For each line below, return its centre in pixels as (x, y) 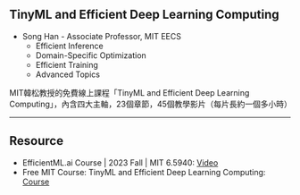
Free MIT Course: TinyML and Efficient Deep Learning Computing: (144, 172)
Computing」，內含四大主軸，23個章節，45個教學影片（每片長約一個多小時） (151, 104)
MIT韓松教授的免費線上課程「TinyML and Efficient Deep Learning (129, 92)
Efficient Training (67, 64)
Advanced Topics (68, 74)
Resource (37, 141)
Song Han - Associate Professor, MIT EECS (101, 36)
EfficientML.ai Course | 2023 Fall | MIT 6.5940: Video (120, 162)
